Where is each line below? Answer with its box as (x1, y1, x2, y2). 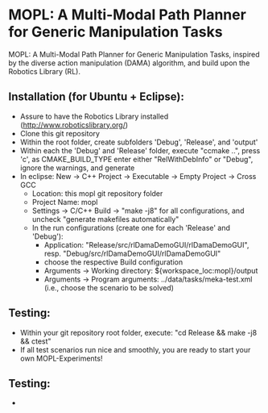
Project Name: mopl (31, 197, 98, 206)
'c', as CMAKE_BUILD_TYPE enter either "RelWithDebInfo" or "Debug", (19, 154, 254, 164)
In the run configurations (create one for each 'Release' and (31, 223, 231, 232)
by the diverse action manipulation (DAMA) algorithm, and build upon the (8, 58, 250, 68)
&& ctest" (19, 336, 52, 346)
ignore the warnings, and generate (19, 163, 135, 173)
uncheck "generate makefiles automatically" (31, 214, 179, 223)
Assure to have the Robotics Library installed (19, 111, 169, 121)
